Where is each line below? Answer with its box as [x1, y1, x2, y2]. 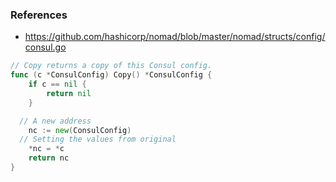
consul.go [24, 41, 67, 53]
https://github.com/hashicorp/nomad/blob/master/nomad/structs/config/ [24, 31, 326, 43]
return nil [46, 88, 92, 98]
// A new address [19, 116, 92, 126]
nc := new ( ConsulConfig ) [28, 125, 132, 135]
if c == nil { [28, 79, 87, 90]
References [10, 8, 68, 22]
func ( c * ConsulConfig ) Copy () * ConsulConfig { [10, 70, 213, 80]
